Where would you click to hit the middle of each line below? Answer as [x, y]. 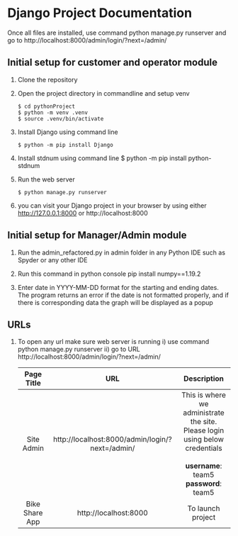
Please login [204, 430]
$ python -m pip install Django [65, 145]
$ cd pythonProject [46, 106]
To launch [204, 508]
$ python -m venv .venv [53, 112]
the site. [204, 422]
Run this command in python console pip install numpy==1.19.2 [109, 274]
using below [204, 440]
